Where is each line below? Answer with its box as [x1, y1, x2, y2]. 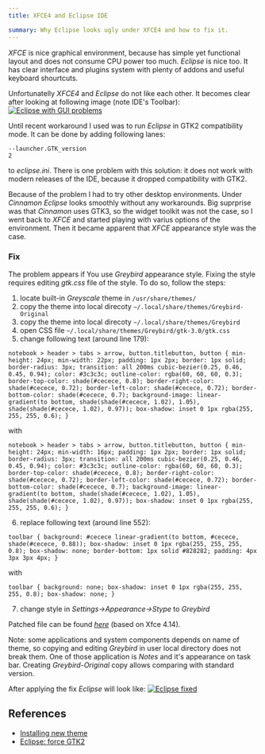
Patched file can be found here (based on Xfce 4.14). [8, 619, 181, 628]
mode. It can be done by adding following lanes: [8, 129, 166, 139]
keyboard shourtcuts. [8, 73, 79, 83]
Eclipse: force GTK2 [19, 737, 86, 746]
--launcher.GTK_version [8, 145, 87, 153]
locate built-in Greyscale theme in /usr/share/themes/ [19, 293, 197, 303]
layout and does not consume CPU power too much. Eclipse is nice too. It [8, 56, 248, 66]
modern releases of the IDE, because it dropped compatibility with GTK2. [8, 174, 248, 184]
